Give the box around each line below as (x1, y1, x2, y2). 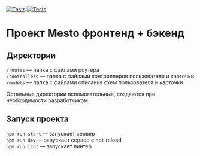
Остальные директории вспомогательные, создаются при (6, 90, 156, 97)
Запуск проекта (6, 114, 69, 124)
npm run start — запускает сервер (6, 130, 95, 137)
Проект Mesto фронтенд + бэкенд (6, 27, 185, 40)
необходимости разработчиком (6, 97, 88, 104)
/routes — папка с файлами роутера (6, 66, 100, 73)
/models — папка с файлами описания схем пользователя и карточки (6, 79, 183, 86)
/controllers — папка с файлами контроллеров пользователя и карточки (6, 72, 195, 79)
